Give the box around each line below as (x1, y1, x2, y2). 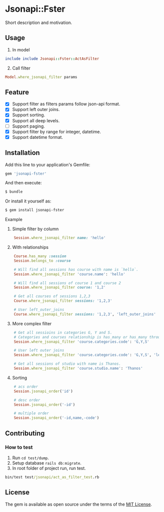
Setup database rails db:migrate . (12, 460, 82, 466)
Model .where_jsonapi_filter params (5, 74, 78, 79)
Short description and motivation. (5, 20, 72, 25)
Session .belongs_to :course (14, 258, 71, 263)
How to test (5, 444, 33, 450)
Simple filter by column (12, 226, 59, 232)
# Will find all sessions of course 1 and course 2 (14, 280, 121, 286)
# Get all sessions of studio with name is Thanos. (14, 361, 121, 366)
